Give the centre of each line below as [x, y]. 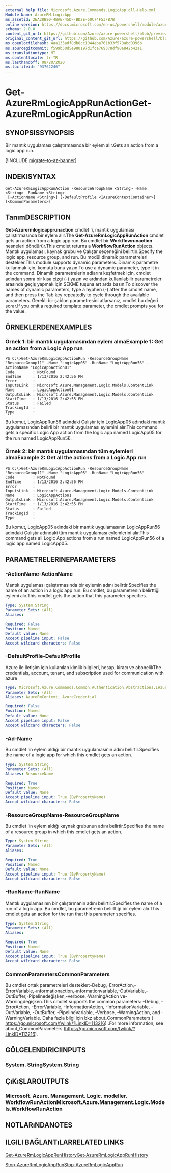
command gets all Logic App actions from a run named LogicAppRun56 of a [85, 538]
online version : [22, 24]
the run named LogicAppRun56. [39, 438]
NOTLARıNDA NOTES [39, 1125]
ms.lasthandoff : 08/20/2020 [35, 62]
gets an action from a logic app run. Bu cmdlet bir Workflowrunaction [79, 240]
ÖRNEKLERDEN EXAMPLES [49, 327]
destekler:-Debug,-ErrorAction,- [103, 985]
